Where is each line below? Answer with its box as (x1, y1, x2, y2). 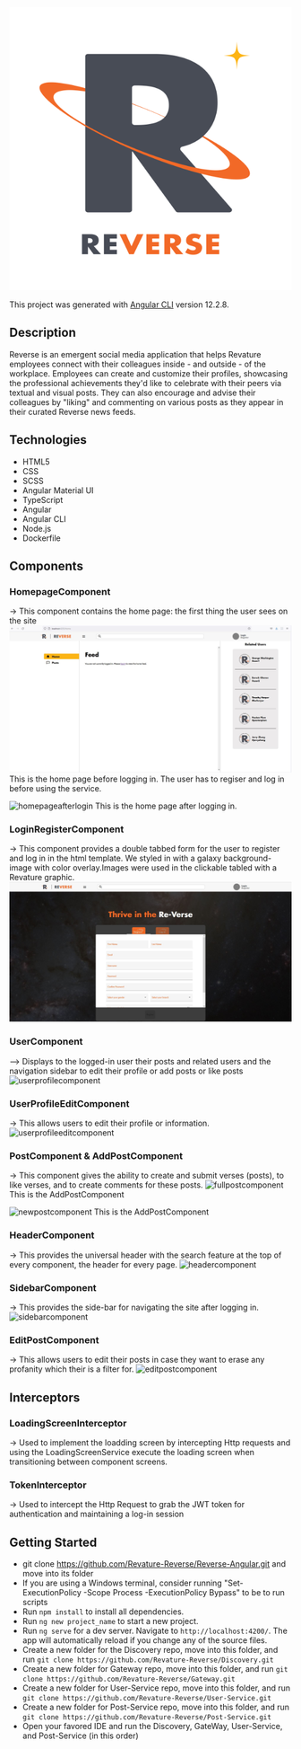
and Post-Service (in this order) (21, 1730, 139, 1741)
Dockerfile (21, 533, 61, 543)
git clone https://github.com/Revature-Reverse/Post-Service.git (21, 1713, 271, 1722)
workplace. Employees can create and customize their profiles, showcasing (9, 367, 288, 379)
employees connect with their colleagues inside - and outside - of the (9, 358, 266, 369)
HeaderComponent (9, 1229, 95, 1241)
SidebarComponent (9, 1281, 97, 1294)
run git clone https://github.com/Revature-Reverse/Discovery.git (21, 1654, 274, 1665)
